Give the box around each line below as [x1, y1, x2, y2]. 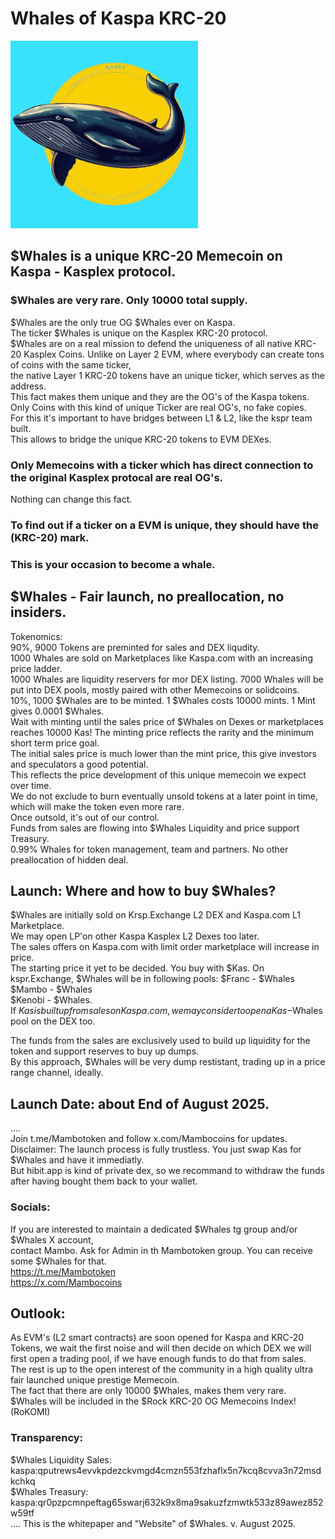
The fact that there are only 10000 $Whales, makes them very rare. [10, 1385, 287, 1397]
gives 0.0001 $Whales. [10, 705, 105, 717]
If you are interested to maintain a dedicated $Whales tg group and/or [10, 1223, 298, 1235]
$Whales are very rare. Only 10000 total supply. [10, 293, 248, 307]
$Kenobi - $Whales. [10, 994, 93, 1006]
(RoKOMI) [10, 1406, 51, 1418]
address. [10, 380, 47, 392]
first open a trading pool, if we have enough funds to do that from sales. [10, 1353, 307, 1365]
